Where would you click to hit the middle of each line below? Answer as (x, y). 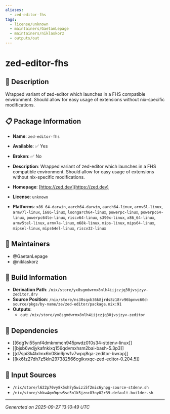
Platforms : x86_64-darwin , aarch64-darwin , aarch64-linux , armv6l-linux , (88, 206)
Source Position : (30, 299)
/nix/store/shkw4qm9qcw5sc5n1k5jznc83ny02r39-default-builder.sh (83, 393)
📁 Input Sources (31, 375)
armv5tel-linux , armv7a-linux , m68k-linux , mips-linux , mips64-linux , (84, 222)
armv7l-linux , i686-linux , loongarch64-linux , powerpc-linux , (76, 212)
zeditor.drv (25, 294)
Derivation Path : (30, 290)
